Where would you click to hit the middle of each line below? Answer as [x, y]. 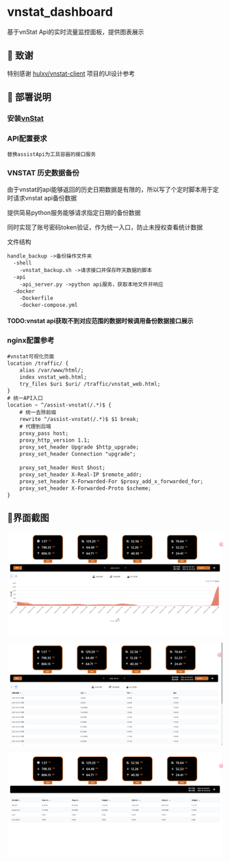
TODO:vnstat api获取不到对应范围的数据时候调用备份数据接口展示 [100, 321]
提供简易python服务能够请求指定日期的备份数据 [74, 212]
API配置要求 [27, 138]
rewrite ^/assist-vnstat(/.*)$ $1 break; [79, 419]
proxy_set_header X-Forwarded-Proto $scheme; [86, 488]
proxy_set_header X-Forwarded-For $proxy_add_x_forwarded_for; [112, 481]
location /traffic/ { [38, 363]
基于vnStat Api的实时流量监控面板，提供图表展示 [76, 32]
